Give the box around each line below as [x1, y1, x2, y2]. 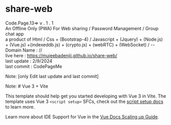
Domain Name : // [5, 47, 42, 53]
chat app [5, 31, 24, 37]
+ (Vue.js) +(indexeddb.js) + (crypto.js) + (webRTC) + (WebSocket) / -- [5, 41, 155, 47]
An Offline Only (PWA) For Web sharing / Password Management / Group [5, 25, 159, 31]
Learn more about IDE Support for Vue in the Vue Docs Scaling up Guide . [5, 113, 159, 120]
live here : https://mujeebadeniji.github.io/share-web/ [5, 52, 117, 59]
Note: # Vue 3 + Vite [5, 83, 48, 89]
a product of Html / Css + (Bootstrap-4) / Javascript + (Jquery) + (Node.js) [5, 36, 163, 42]
